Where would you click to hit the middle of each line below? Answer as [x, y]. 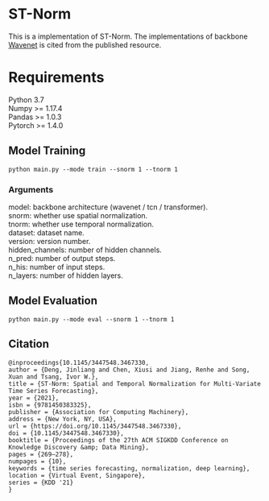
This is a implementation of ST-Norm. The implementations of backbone [128, 36]
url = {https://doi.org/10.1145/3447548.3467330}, [95, 426]
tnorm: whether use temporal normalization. [81, 224]
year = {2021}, [34, 398]
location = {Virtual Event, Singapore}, [77, 475]
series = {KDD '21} [41, 482]
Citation [29, 344]
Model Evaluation [53, 301]
